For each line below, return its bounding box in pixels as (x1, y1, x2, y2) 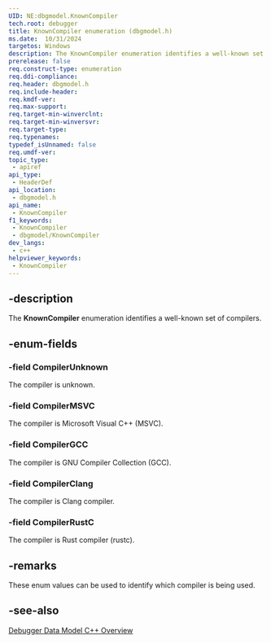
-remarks (8, 558, 57, 572)
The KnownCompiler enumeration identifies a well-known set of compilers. (8, 313, 262, 323)
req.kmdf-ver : (8, 95, 57, 103)
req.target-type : (8, 125, 68, 133)
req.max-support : (8, 103, 68, 111)
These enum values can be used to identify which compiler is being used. (8, 580, 256, 590)
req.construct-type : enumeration (8, 65, 122, 73)
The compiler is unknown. (8, 380, 95, 389)
